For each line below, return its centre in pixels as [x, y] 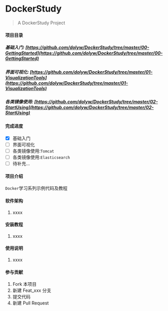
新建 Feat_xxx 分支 [32, 290]
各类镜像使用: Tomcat [33, 151]
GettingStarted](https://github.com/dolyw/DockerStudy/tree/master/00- [84, 53]
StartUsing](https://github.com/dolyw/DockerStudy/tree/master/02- [79, 107]
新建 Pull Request [31, 303]
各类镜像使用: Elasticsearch [41, 158]
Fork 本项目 [24, 284]
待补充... [21, 164]
